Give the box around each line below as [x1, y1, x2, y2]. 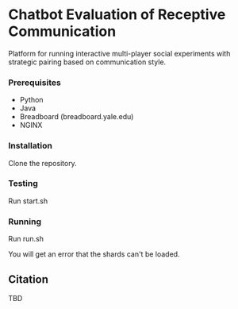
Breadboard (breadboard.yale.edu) [19, 112, 134, 122]
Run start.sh [8, 196, 48, 206]
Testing [8, 178, 38, 189]
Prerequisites [8, 77, 61, 88]
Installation [8, 141, 53, 152]
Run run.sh [8, 234, 44, 244]
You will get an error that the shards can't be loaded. [8, 249, 180, 259]
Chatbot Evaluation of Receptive [8, 6, 226, 24]
